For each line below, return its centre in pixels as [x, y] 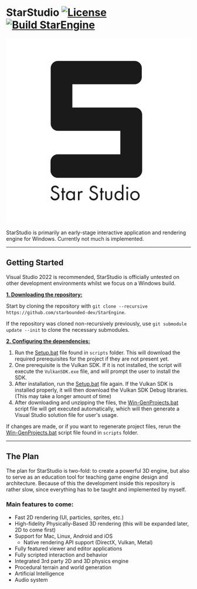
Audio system [31, 580]
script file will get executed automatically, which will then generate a [97, 409]
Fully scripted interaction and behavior [61, 554]
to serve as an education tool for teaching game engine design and [87, 477]
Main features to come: [40, 504]
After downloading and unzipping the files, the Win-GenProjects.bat [96, 402]
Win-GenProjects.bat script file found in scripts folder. [72, 432]
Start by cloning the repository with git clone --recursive [77, 306]
